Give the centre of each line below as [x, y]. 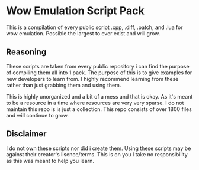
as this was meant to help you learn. [50, 161]
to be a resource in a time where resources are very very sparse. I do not [95, 103]
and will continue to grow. [38, 115]
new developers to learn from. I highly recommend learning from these [92, 79]
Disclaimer [26, 134]
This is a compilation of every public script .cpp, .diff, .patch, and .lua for [94, 27]
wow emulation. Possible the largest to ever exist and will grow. [83, 33]
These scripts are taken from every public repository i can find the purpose [98, 66]
